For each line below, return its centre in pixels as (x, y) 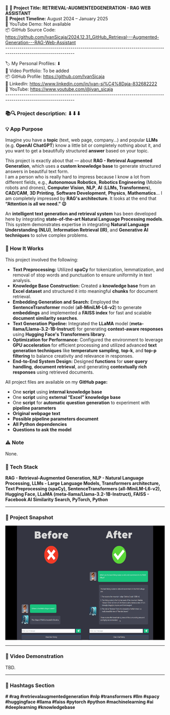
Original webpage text (36, 413)
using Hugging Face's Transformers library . (59, 334)
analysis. (22, 280)
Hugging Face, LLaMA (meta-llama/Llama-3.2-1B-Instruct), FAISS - (77, 494)
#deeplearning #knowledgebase (40, 707)
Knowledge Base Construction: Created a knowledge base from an (84, 286)
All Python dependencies (40, 424)
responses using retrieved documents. (53, 372)
